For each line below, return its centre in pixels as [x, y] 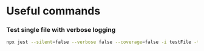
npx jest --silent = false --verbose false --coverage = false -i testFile [99, 42]
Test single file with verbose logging [61, 30]
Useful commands [53, 11]
